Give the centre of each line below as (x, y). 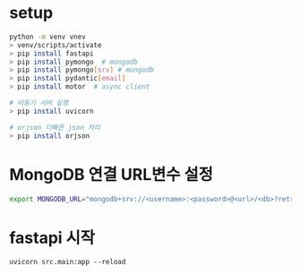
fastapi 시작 (52, 238)
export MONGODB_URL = (48, 199)
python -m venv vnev (48, 37)
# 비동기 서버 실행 (39, 103)
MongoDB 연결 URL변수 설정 (111, 174)
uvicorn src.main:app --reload (68, 262)
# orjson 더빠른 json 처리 (55, 127)
